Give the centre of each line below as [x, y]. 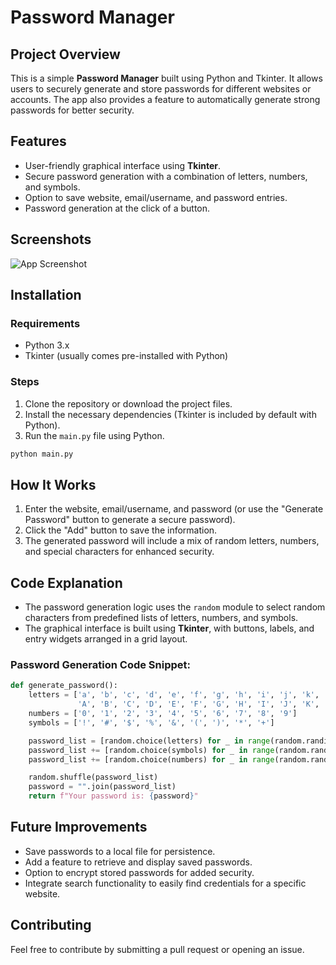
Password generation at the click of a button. [117, 208]
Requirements [45, 323]
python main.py [42, 454]
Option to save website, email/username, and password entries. [156, 197]
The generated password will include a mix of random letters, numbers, [172, 541]
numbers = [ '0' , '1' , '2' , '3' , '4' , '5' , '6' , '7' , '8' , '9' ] [163, 714]
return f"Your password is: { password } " [113, 796]
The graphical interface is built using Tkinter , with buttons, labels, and [169, 628]
